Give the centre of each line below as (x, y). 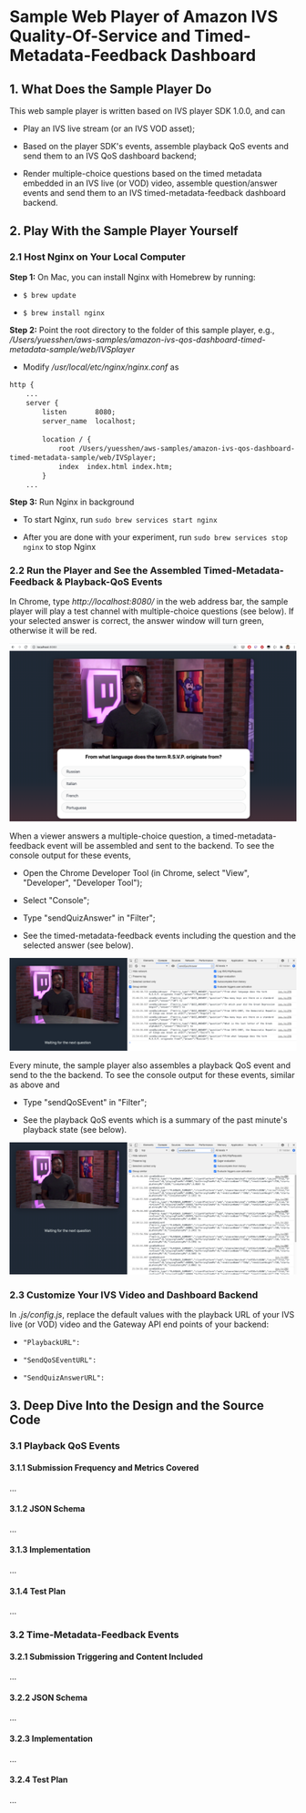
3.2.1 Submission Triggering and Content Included (106, 1656)
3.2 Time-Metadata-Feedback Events (94, 1635)
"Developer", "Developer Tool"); (82, 882)
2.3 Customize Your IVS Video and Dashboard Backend (134, 1295)
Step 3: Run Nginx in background (72, 502)
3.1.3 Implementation (50, 1550)
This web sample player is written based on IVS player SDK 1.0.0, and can (147, 111)
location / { (67, 439)
